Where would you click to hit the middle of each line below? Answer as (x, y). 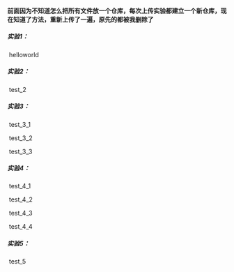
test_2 (17, 89)
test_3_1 (20, 124)
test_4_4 (21, 227)
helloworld (24, 54)
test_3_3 (21, 151)
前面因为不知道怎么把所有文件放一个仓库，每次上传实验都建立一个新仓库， (114, 10)
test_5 (17, 262)
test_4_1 (20, 186)
